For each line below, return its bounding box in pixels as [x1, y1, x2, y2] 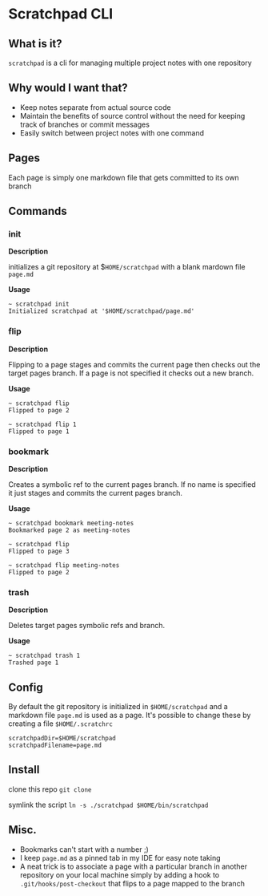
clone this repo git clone [8, 784, 92, 794]
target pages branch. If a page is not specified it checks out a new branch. [8, 368, 254, 378]
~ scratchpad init [8, 300, 70, 309]
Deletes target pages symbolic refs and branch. [8, 621, 166, 630]
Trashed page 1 [8, 659, 59, 667]
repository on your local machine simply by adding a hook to [19, 870, 220, 879]
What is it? [8, 37, 62, 51]
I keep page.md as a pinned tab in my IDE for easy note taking [19, 853, 222, 862]
